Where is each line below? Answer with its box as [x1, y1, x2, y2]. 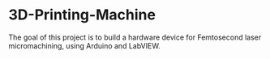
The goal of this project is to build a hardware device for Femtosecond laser [8, 32, 262, 42]
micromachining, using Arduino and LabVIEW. [8, 40, 161, 50]
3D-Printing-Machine [8, 6, 156, 24]
